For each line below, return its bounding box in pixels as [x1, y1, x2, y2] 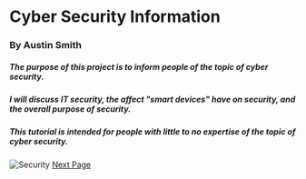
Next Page [51, 159, 92, 170]
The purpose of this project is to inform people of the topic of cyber [9, 61, 269, 72]
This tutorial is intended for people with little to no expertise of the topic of [9, 126, 296, 137]
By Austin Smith [9, 39, 82, 52]
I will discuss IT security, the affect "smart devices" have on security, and [9, 94, 296, 105]
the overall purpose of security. [9, 104, 132, 114]
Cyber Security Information [9, 6, 221, 27]
